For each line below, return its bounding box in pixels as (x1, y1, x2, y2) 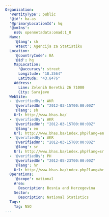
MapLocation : (14, 62, 41, 67)
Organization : (5, 7, 34, 12)
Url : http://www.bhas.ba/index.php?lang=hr (14, 167, 105, 172)
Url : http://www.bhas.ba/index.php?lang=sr (14, 149, 105, 154)
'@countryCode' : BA (14, 53, 54, 58)
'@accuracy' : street (18, 67, 60, 72)
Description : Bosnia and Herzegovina (18, 186, 96, 190)
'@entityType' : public (9, 12, 56, 17)
